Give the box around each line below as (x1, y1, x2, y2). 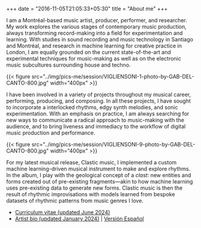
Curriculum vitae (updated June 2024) (14, 209, 110, 215)
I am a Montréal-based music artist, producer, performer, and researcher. (6, 17, 187, 23)
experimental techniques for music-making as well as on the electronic (6, 55, 181, 62)
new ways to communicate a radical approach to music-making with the (6, 116, 185, 124)
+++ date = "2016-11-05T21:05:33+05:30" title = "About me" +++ (6, 5, 168, 12)
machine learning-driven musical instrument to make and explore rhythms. (6, 165, 191, 172)
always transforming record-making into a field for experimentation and (6, 29, 183, 37)
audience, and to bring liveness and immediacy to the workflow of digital (6, 123, 186, 130)
